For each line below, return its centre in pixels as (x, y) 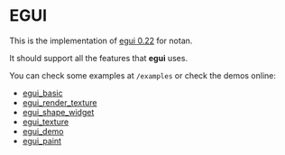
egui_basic (42, 93)
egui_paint (41, 141)
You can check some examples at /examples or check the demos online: (143, 75)
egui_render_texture (60, 102)
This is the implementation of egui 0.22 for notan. (101, 41)
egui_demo (43, 131)
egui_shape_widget (58, 112)
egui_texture (46, 122)
